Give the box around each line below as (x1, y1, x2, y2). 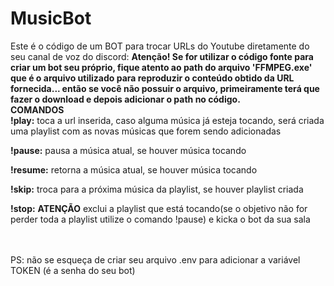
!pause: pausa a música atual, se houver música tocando (10, 144, 247, 156)
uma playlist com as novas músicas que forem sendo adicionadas (10, 125, 282, 137)
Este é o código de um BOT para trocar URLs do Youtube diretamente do (10, 40, 310, 52)
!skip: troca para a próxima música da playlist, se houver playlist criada (10, 183, 304, 195)
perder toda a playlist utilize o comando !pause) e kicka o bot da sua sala (10, 213, 311, 225)
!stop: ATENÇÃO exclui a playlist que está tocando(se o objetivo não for (10, 202, 308, 214)
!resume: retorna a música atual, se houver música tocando (10, 163, 258, 176)
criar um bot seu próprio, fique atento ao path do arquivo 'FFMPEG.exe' (10, 61, 313, 73)
